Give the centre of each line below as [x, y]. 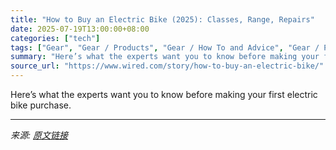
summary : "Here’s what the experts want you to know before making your [165, 57]
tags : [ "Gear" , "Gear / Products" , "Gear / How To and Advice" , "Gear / [165, 47]
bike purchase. [41, 105]
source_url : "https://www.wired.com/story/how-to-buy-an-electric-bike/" [167, 66]
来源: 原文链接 [39, 135]
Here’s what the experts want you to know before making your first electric [164, 94]
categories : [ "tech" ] [55, 38]
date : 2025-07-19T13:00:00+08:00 [80, 29]
